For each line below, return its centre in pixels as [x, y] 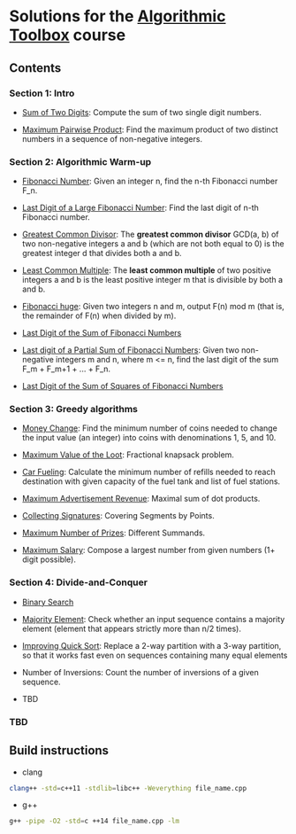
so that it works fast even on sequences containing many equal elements [155, 655]
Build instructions [59, 751]
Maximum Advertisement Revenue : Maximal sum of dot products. [141, 499]
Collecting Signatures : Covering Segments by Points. [118, 516]
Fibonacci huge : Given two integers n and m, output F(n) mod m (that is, [153, 307]
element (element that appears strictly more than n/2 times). [131, 628]
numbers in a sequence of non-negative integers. [112, 138]
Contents [35, 68]
